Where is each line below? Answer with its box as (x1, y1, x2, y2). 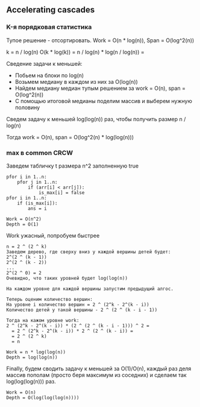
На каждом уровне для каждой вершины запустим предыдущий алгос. (6, 286, 173, 292)
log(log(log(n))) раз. (6, 377, 56, 385)
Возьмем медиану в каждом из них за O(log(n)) (14, 78, 139, 85)
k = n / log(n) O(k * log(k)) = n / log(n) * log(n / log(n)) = (6, 48, 145, 55)
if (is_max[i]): (17, 200, 58, 206)
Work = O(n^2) (6, 216, 42, 222)
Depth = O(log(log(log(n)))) (6, 394, 80, 400)
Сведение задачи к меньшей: (6, 60, 83, 67)
